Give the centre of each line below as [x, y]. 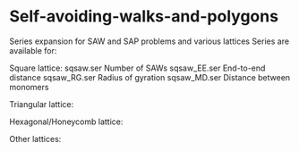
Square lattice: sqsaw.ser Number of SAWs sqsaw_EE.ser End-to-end [137, 68]
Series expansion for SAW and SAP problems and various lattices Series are [149, 41]
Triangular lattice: [42, 104]
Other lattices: [35, 138]
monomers [29, 87]
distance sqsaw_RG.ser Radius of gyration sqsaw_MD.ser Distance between [150, 77]
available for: [33, 50]
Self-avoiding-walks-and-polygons [144, 17]
